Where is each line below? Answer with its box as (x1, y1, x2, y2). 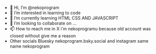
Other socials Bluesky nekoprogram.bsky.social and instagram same (9, 38, 149, 44)
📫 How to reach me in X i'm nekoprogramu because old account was (9, 26, 151, 31)
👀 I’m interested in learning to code (9, 10, 81, 16)
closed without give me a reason (9, 33, 76, 39)
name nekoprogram (9, 43, 50, 49)
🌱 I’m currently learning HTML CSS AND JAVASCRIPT (9, 15, 119, 21)
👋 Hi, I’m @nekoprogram (9, 5, 60, 10)
